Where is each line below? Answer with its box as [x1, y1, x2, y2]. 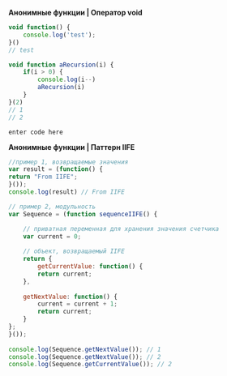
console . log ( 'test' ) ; [23, 31, 96, 39]
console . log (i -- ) [37, 75, 96, 84]
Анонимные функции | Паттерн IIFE [8, 142, 135, 152]
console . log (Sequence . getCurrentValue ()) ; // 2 [8, 361, 173, 369]
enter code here [8, 128, 63, 136]
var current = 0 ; [23, 232, 82, 241]
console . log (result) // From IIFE [8, 188, 126, 196]
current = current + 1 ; [37, 300, 118, 308]
